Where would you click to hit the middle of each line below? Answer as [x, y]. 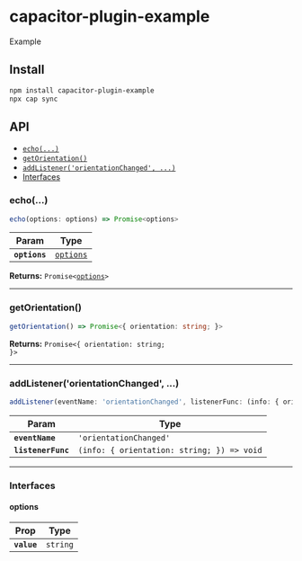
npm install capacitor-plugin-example [82, 90]
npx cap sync [34, 99]
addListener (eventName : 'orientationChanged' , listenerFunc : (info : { [144, 402]
